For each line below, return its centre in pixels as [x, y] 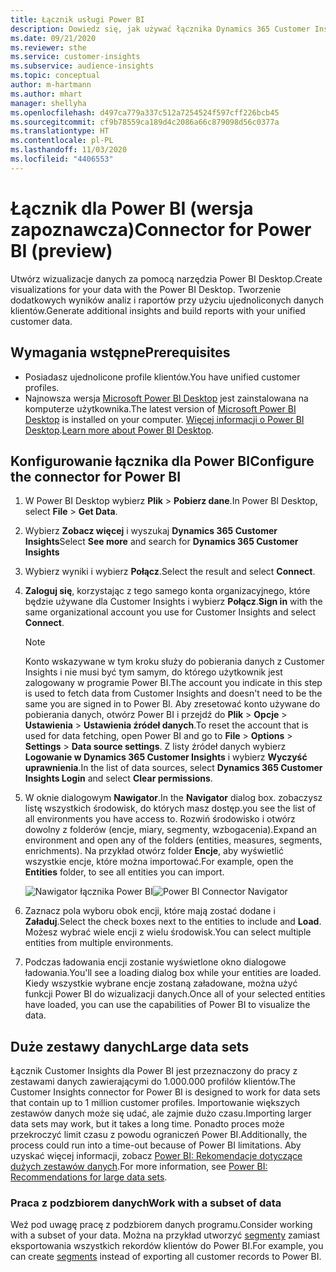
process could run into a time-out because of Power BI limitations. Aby [156, 1145]
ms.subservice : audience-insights [82, 66]
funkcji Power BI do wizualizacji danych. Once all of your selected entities [175, 994]
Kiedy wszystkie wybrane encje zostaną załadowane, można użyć [161, 983]
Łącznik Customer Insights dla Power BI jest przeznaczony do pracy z [154, 1071]
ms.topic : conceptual [55, 76]
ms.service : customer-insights [75, 57]
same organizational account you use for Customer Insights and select [170, 612]
